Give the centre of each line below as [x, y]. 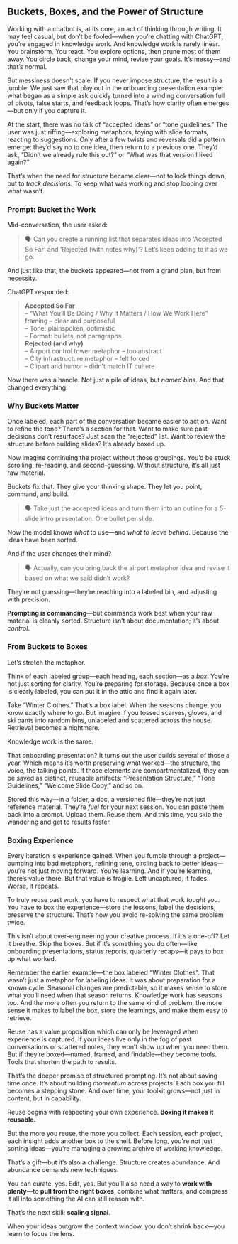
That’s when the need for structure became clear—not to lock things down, [117, 176]
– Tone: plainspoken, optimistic [70, 328]
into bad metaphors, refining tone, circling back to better [117, 863]
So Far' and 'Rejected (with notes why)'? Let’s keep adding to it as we [126, 250]
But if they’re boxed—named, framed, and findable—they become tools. [112, 1054]
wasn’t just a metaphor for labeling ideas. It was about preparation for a [112, 980]
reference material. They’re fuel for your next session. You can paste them [116, 807]
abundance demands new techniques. [63, 1170]
